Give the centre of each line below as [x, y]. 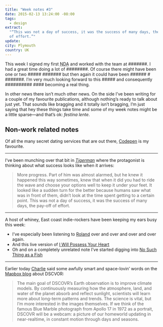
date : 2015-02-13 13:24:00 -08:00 [40, 14]
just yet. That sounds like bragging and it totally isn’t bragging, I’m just [75, 104]
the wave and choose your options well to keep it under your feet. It [84, 185]
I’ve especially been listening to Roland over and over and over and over [84, 234]
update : [13, 41]
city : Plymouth [20, 46]
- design [18, 23]
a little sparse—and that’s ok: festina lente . [48, 114]
